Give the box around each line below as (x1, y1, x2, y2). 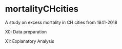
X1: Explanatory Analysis (5, 38, 55, 44)
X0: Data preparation (5, 29, 47, 34)
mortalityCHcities (5, 3, 79, 15)
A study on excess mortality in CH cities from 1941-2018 (5, 19, 118, 25)
